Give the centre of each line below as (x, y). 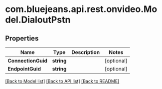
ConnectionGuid (27, 61)
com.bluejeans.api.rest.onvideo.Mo (81, 9)
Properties (22, 38)
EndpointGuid (24, 69)
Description (86, 52)
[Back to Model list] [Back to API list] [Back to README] (62, 81)
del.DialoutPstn (38, 20)
